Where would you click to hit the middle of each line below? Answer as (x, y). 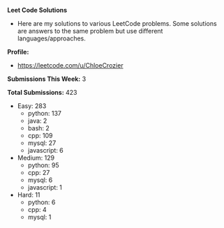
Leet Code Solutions (37, 10)
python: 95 (43, 165)
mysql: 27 (42, 143)
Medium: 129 (36, 158)
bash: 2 (39, 128)
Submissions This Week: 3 (47, 79)
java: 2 (37, 121)
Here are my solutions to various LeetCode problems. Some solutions (117, 23)
